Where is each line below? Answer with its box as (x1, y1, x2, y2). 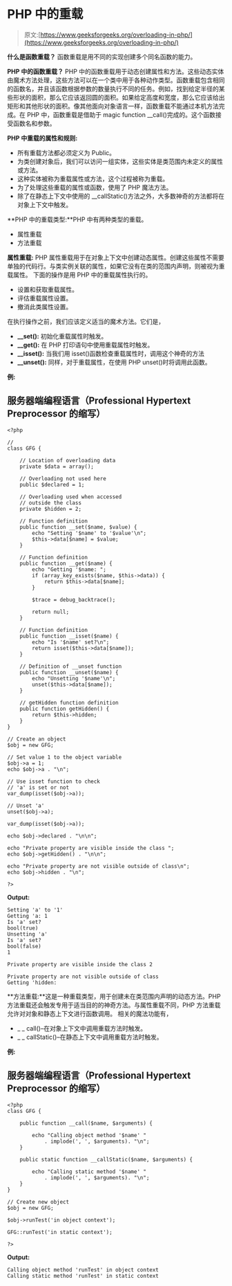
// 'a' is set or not (7, 784, 70, 791)
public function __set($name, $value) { (19, 523, 137, 530)
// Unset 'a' (7, 802, 45, 809)
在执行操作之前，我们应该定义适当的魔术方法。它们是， (7, 317, 164, 325)
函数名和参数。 (12, 119, 56, 127)
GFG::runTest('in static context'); (7, 1229, 113, 1235)
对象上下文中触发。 (17, 200, 72, 208)
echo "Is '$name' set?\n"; (32, 638, 110, 646)
